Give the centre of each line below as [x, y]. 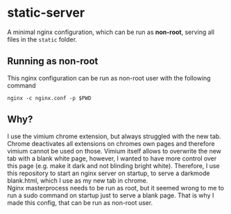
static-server [46, 13]
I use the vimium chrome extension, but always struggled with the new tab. [114, 136]
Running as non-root [53, 61]
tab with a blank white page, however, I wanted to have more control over [112, 158]
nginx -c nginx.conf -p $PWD [49, 98]
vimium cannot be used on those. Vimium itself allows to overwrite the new [114, 151]
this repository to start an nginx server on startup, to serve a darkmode [109, 173]
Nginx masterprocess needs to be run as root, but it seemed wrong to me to [115, 188]
